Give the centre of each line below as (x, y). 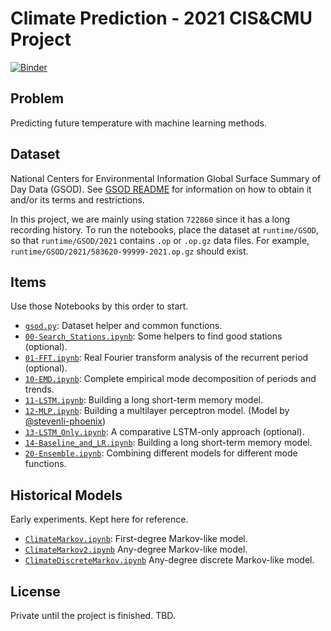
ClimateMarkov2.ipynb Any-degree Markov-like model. (136, 549)
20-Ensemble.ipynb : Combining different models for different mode (161, 453)
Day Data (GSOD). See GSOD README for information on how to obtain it (161, 189)
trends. (39, 389)
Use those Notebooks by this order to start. (99, 306)
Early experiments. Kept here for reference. (99, 519)
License (35, 591)
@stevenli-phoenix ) (65, 421)
